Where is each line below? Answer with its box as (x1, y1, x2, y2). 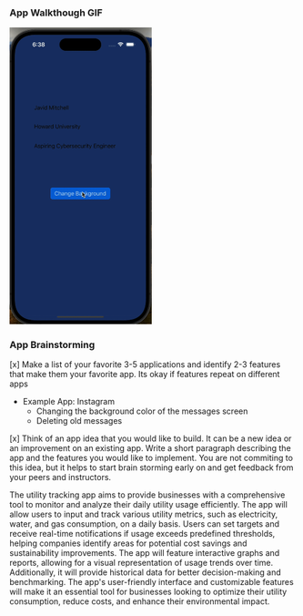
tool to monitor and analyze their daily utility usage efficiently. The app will (9, 498, 288, 509)
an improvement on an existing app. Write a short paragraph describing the (9, 442, 291, 453)
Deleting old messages (35, 415, 123, 426)
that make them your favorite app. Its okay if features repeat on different (9, 368, 280, 379)
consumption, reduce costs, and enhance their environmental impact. (9, 595, 270, 607)
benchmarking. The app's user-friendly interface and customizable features (9, 576, 294, 587)
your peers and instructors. (9, 471, 112, 482)
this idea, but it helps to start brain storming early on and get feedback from (9, 462, 294, 473)
